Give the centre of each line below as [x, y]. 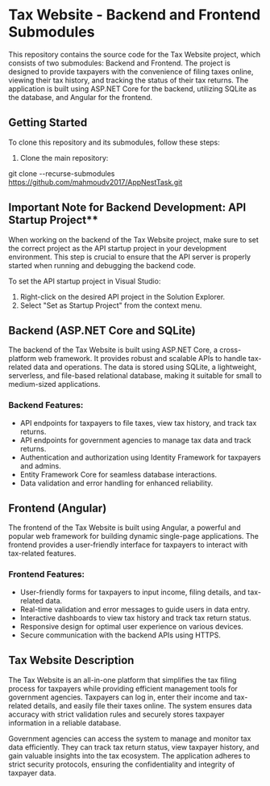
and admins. [41, 465]
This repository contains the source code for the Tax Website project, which [134, 54]
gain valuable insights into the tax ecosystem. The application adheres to [129, 755]
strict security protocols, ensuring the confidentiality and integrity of [122, 764]
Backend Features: [46, 406]
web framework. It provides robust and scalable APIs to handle [142, 359]
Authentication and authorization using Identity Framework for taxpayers [140, 457]
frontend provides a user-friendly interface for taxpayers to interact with [128, 545]
